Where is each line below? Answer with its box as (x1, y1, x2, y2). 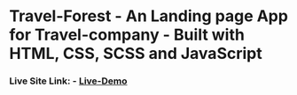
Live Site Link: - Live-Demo (9, 75, 128, 87)
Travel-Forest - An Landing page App (9, 6, 288, 26)
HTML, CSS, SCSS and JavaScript (9, 44, 263, 63)
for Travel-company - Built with (9, 25, 246, 45)
